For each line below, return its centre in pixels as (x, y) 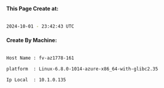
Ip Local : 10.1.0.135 (36, 80)
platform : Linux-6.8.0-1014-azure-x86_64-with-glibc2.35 (82, 69)
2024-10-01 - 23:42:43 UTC (40, 27)
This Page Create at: (32, 8)
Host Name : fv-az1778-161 (40, 58)
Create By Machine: (32, 40)
